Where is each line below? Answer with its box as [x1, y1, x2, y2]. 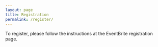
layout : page [5, 7, 33, 13]
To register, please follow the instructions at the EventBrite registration [5, 31, 153, 37]
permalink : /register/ [5, 17, 54, 22]
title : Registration [5, 12, 49, 17]
